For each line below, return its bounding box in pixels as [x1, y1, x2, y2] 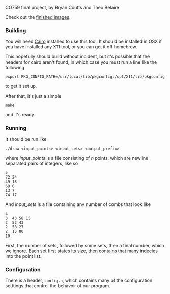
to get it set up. [5, 83, 37, 90]
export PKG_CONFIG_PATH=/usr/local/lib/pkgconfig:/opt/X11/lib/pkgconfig [5, 74, 165, 79]
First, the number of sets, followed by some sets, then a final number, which [5, 242, 164, 248]
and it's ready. [5, 112, 36, 118]
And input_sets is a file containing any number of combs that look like [5, 201, 151, 208]
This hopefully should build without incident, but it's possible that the [5, 53, 150, 60]
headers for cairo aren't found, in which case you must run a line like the [5, 59, 157, 65]
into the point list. [5, 253, 42, 259]
